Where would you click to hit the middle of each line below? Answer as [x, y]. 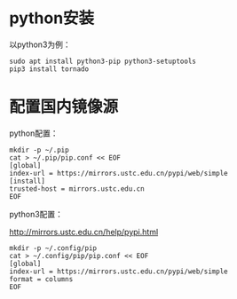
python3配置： [36, 214]
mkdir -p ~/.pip [39, 150]
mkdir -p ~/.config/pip [53, 248]
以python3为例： [40, 44]
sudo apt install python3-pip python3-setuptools [103, 61]
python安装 [52, 18]
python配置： [34, 133]
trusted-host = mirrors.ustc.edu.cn [77, 189]
